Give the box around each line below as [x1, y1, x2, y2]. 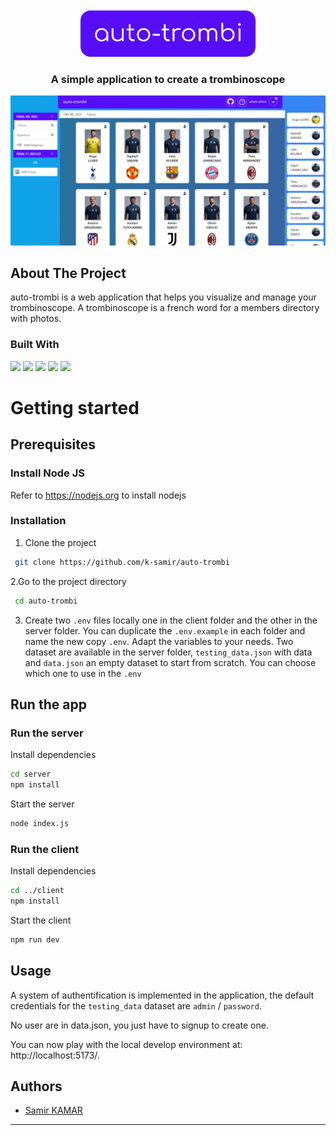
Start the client [10, 914, 72, 926]
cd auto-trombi [14, 596, 78, 606]
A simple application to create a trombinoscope [50, 72, 286, 86]
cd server [10, 769, 52, 780]
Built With [10, 338, 60, 352]
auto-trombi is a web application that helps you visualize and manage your [10, 291, 317, 303]
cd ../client [10, 886, 65, 896]
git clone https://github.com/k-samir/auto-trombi [14, 557, 230, 567]
